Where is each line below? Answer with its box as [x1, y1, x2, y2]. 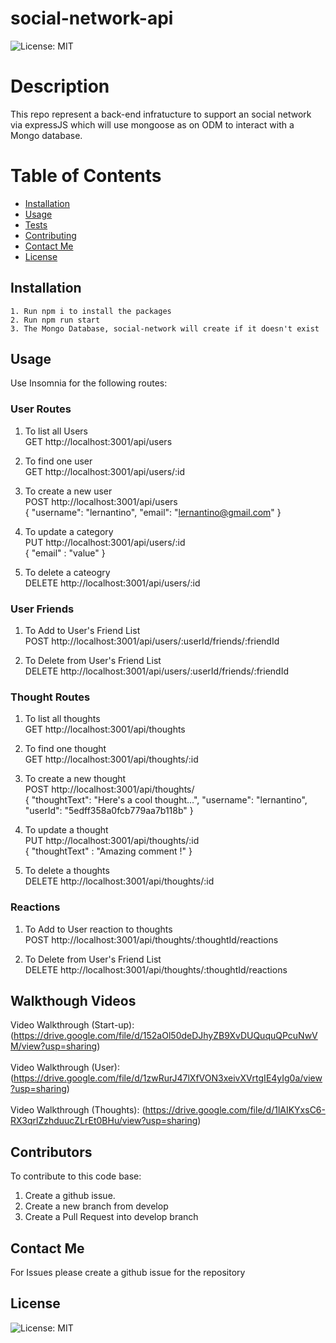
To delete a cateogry [24, 566, 111, 578]
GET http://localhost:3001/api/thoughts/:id [24, 753, 199, 766]
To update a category [24, 525, 114, 537]
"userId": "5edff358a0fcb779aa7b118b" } [24, 805, 194, 817]
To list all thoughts [24, 713, 101, 725]
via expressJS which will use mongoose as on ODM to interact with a [10, 118, 295, 131]
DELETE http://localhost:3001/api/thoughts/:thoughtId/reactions [24, 963, 288, 976]
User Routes [10, 402, 72, 416]
